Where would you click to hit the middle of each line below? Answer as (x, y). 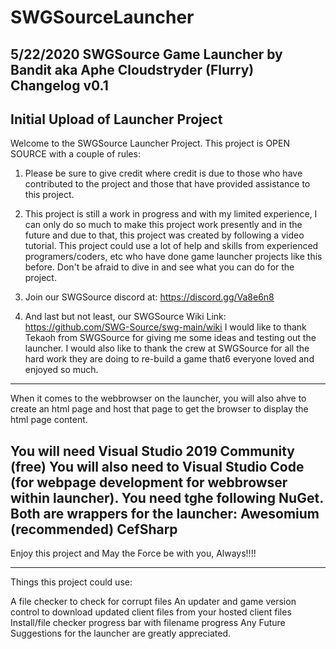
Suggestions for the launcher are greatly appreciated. (121, 633)
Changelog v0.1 (59, 85)
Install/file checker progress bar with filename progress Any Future (148, 623)
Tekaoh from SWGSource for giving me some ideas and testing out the (170, 338)
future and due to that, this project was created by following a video (164, 235)
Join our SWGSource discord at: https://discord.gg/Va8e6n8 (149, 297)
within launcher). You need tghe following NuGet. (167, 497)
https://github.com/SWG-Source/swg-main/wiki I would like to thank (165, 327)
